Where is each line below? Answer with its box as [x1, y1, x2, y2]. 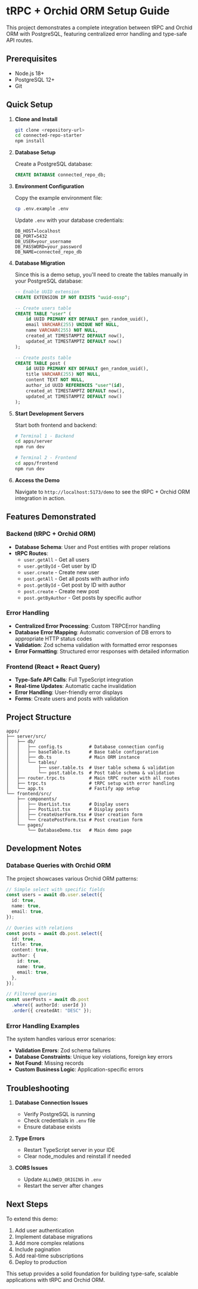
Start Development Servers [14, 410, 85, 417]
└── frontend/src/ [6, 791, 52, 797]
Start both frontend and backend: [14, 422, 97, 429]
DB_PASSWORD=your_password [14, 243, 82, 250]
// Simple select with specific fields [6, 887, 106, 893]
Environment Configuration [14, 183, 85, 190]
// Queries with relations [6, 925, 73, 931]
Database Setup [14, 149, 56, 156]
